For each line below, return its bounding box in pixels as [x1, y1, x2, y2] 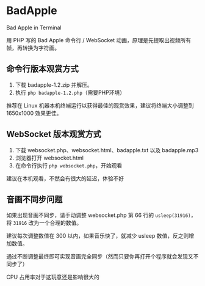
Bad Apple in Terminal [6, 24, 62, 31]
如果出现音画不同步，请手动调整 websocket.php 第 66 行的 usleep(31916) [6, 211, 191, 219]
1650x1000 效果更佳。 [6, 109, 62, 117]
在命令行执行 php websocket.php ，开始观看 [15, 161, 123, 169]
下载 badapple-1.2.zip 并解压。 [15, 81, 93, 89]
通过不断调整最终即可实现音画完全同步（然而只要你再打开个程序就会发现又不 [6, 253, 199, 260]
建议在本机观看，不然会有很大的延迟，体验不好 [6, 175, 124, 182]
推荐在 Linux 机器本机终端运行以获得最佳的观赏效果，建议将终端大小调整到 [6, 101, 194, 109]
